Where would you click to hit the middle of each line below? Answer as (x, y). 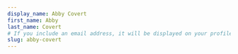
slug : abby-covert (34, 40)
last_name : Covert (34, 27)
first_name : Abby (33, 20)
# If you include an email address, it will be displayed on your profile (120, 33)
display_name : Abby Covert (47, 14)
